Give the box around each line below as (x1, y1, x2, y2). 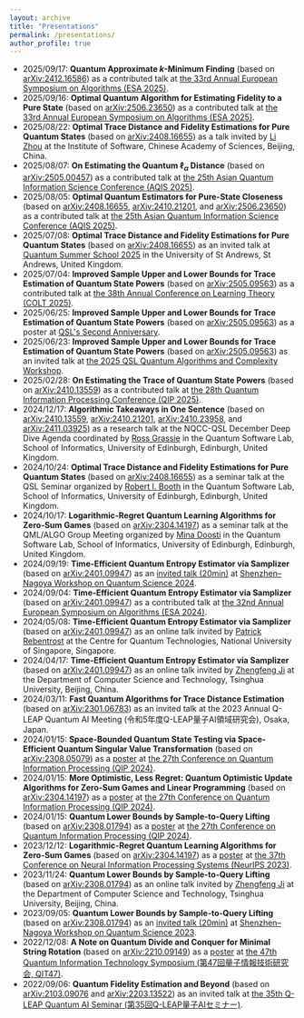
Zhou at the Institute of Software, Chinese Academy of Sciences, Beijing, (22, 141, 295, 152)
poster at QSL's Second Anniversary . (22, 326, 161, 337)
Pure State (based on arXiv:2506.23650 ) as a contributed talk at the (22, 102, 279, 114)
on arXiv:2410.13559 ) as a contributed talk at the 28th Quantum (22, 384, 260, 395)
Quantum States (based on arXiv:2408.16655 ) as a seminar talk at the (22, 472, 285, 483)
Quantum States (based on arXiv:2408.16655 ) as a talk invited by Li (22, 131, 277, 142)
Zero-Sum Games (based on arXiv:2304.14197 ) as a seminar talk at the (22, 520, 289, 531)
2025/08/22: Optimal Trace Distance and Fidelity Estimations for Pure (22, 122, 290, 133)
